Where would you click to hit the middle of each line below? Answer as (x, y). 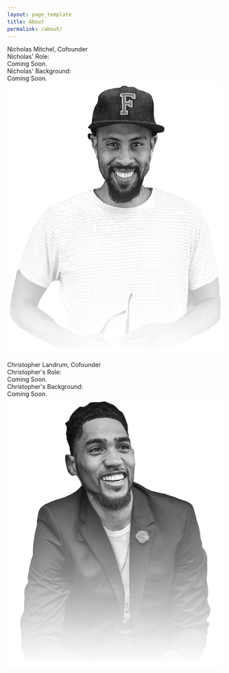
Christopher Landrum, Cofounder (54, 364)
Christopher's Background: (45, 386)
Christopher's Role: (34, 372)
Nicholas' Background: (39, 71)
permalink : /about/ (35, 29)
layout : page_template (39, 14)
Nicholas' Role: (28, 57)
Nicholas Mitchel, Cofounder (47, 49)
